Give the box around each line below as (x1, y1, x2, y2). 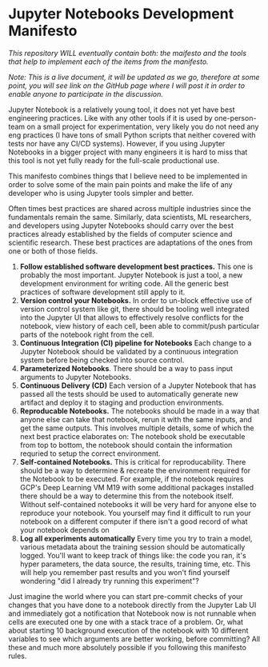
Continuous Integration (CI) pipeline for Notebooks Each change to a (19, 337, 252, 348)
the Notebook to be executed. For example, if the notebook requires (19, 473, 244, 484)
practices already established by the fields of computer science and (8, 229, 233, 238)
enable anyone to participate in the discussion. (8, 89, 164, 98)
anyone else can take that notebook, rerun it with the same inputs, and (19, 414, 252, 424)
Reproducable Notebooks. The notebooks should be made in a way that (19, 405, 260, 416)
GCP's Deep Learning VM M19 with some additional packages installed (19, 482, 254, 492)
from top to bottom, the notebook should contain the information (19, 440, 233, 449)
